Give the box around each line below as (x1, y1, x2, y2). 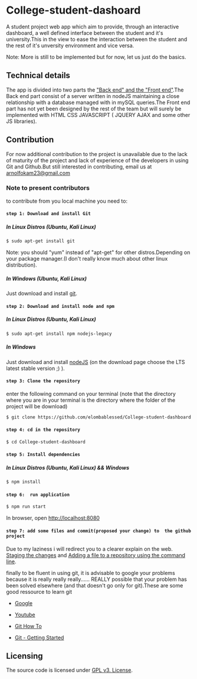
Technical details (6, 70, 71, 80)
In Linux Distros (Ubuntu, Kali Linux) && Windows (6, 464, 130, 472)
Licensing (6, 651, 43, 661)
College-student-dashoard (6, 4, 141, 17)
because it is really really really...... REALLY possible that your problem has (6, 576, 187, 583)
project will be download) (6, 402, 68, 410)
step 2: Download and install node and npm (6, 303, 115, 309)
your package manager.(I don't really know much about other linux (6, 255, 168, 262)
